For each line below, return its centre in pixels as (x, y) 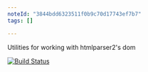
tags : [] (20, 21)
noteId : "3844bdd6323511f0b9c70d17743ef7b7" (74, 14)
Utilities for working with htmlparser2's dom (72, 47)
